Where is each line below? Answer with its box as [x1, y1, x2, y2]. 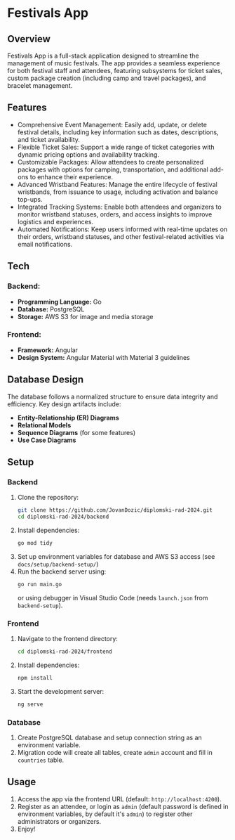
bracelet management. [7, 82, 73, 89]
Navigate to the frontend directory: [17, 635, 118, 643]
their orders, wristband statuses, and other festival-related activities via [17, 232, 224, 240]
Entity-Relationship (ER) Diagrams [17, 413, 119, 422]
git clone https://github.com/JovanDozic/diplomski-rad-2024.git [17, 507, 213, 514]
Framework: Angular [17, 346, 79, 354]
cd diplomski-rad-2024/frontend [17, 648, 112, 655]
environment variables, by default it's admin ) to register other [17, 810, 193, 818]
